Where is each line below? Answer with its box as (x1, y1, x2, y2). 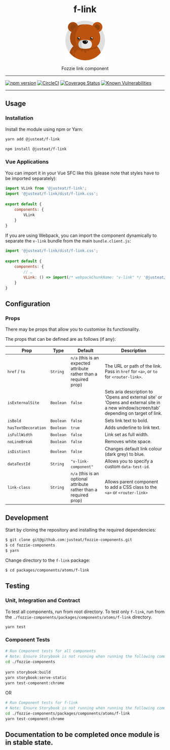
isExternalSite (7, 401, 39, 406)
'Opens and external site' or (104, 394, 163, 400)
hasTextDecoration (7, 425, 47, 431)
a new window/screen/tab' (104, 405, 160, 411)
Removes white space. (104, 439, 152, 445)
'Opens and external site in (104, 400, 161, 406)
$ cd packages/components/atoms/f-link (5, 568, 90, 573)
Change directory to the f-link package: (5, 557, 91, 563)
